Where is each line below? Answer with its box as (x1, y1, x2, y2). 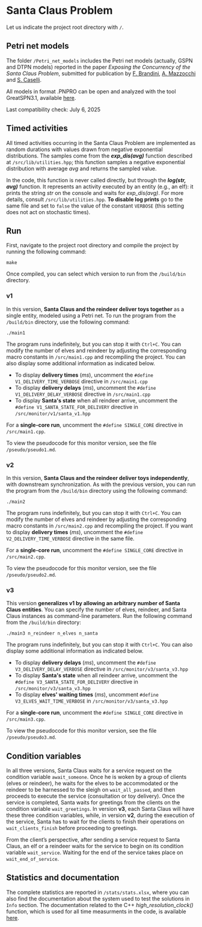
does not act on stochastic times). (6, 208, 91, 215)
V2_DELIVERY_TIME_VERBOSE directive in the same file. (6, 535, 135, 542)
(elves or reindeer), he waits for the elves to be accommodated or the (6, 780, 179, 787)
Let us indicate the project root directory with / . (6, 23, 124, 31)
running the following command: (6, 248, 87, 256)
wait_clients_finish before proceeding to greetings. (6, 825, 138, 832)
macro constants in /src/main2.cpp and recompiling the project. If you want (6, 522, 194, 529)
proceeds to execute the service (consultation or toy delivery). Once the (6, 792, 185, 800)
